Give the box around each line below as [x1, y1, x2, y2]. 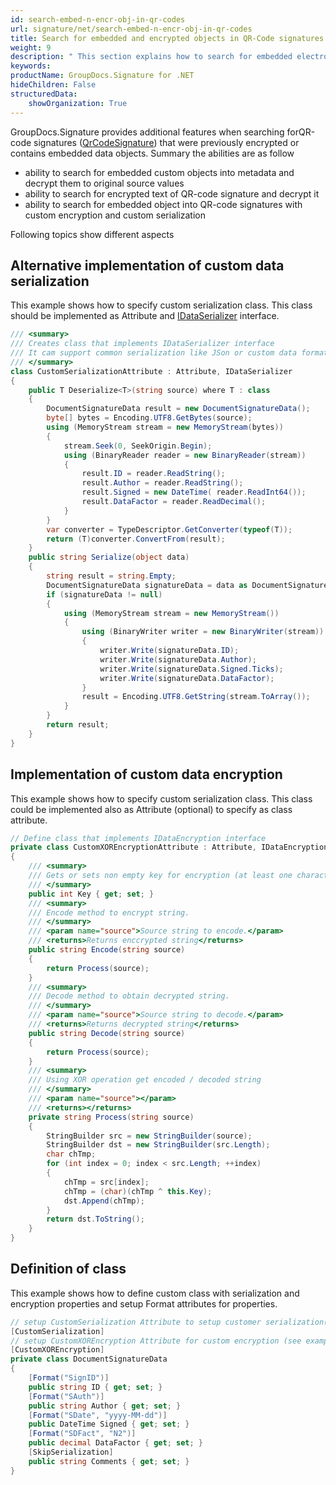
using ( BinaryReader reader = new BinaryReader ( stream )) [63, 450, 307, 460]
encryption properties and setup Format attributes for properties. [10, 1297, 278, 1310]
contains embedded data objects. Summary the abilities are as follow [10, 147, 295, 159]
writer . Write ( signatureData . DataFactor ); [99, 673, 275, 683]
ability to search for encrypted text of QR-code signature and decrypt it [24, 187, 320, 200]
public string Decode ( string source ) [28, 1028, 186, 1038]
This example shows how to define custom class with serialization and [10, 1287, 300, 1299]
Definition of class [10, 1261, 127, 1278]
